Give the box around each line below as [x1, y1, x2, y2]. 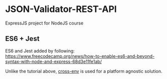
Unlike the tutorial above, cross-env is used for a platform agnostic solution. [5, 68, 162, 74]
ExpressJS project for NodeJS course [5, 20, 84, 26]
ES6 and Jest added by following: [5, 47, 75, 53]
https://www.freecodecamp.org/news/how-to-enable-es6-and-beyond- [5, 53, 155, 59]
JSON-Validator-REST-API [5, 3, 117, 15]
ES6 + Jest [5, 34, 40, 43]
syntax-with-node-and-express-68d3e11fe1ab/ [5, 58, 102, 64]
